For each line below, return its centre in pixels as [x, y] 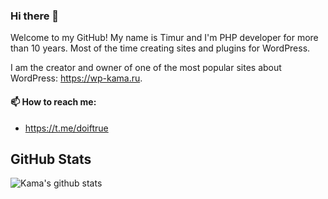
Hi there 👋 [35, 16]
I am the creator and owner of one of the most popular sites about [146, 68]
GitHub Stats [51, 159]
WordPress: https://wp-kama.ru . [76, 78]
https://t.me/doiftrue [66, 128]
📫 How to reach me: [53, 101]
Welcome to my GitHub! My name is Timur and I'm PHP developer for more [164, 38]
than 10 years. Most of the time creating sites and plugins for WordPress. [160, 48]
